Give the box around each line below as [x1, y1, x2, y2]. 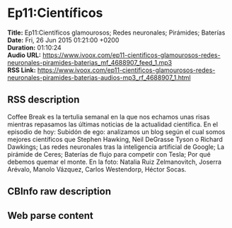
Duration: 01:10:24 [7, 43, 62, 52]
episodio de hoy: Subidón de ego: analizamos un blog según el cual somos [7, 127, 226, 136]
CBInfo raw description [7, 186, 112, 198]
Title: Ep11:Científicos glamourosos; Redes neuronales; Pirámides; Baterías [7, 28, 226, 37]
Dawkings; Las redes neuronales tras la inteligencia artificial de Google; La [7, 143, 225, 151]
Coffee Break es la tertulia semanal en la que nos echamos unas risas [7, 112, 210, 121]
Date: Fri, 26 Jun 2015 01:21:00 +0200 [7, 35, 120, 44]
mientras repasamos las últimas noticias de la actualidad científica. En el [7, 120, 218, 128]
